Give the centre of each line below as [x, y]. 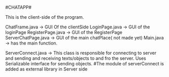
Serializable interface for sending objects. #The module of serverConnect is [84, 64]
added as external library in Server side [46, 69]
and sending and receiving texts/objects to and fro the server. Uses [76, 58]
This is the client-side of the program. [45, 17]
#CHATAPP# [19, 7]
